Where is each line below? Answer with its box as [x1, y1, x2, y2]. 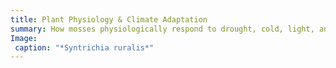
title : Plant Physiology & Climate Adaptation [10, 14, 208, 25]
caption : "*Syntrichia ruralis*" [14, 42, 155, 53]
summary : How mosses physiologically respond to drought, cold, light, [10, 24, 315, 34]
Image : [10, 33, 38, 43]
